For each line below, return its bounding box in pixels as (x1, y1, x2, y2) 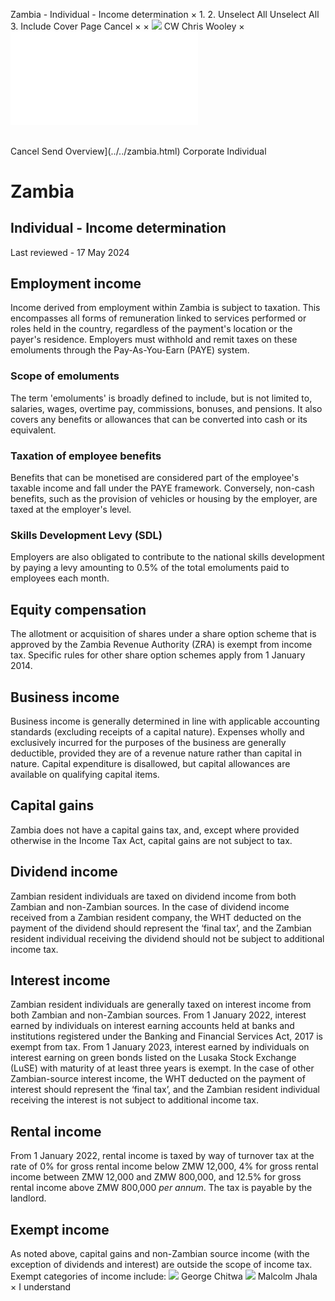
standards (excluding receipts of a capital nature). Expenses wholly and (10, 725, 305, 738)
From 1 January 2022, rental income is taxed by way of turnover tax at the (10, 1150, 315, 1162)
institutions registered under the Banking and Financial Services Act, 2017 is (10, 1030, 323, 1043)
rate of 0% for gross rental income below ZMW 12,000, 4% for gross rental (10, 1160, 319, 1173)
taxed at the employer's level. (10, 504, 132, 516)
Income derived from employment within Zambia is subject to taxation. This (10, 302, 321, 314)
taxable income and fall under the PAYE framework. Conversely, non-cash (10, 482, 315, 494)
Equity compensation (10, 601, 147, 618)
